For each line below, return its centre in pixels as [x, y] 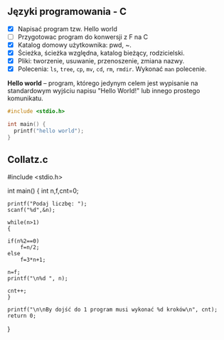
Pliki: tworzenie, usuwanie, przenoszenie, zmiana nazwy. [101, 61]
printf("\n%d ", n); [38, 278]
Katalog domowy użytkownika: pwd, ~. [74, 45]
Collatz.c [28, 160]
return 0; [22, 316]
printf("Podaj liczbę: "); [47, 203]
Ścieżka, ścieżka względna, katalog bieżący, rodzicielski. [101, 53]
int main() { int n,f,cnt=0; [43, 191]
